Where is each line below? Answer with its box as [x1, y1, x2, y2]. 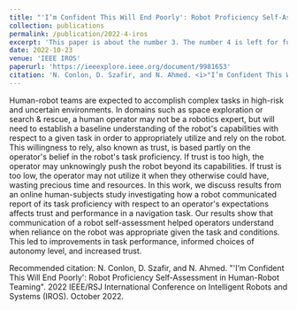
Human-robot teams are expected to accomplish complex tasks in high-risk [9, 95, 285, 105]
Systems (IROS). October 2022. [9, 291, 125, 301]
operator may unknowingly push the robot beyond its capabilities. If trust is [9, 160, 282, 171]
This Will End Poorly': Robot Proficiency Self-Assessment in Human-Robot [9, 272, 280, 283]
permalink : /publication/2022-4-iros [9, 29, 148, 38]
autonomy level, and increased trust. [9, 245, 142, 256]
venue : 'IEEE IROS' [9, 54, 81, 63]
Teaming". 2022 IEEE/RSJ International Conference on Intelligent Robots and [9, 281, 288, 292]
